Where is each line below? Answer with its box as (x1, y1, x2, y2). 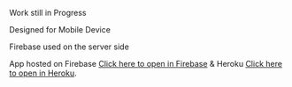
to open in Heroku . (9, 68, 77, 78)
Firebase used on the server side (9, 41, 130, 52)
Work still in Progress (9, 8, 87, 18)
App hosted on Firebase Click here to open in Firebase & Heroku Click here (9, 59, 283, 69)
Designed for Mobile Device (9, 25, 111, 34)
